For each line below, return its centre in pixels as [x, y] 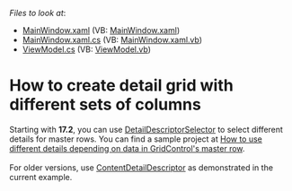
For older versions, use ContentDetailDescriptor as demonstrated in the [142, 167]
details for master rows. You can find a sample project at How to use [136, 139]
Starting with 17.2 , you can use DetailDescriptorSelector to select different [146, 129]
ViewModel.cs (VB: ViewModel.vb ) [86, 49]
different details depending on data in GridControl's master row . [127, 148]
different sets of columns [106, 104]
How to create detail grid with [121, 86]
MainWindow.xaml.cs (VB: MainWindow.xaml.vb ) [112, 40]
